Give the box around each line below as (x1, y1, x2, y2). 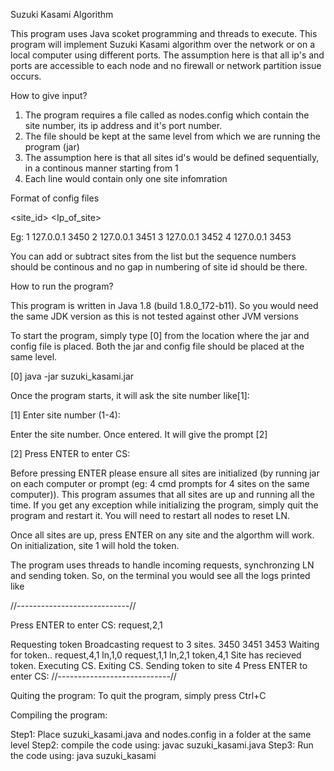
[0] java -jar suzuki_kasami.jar (10, 370, 135, 382)
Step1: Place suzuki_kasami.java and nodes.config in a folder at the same (10, 729, 312, 740)
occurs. (10, 70, 42, 82)
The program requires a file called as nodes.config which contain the (24, 109, 310, 121)
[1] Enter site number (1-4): (10, 409, 121, 421)
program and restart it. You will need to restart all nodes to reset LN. (10, 510, 291, 521)
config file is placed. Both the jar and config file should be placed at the (10, 340, 305, 352)
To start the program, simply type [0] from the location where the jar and (10, 330, 310, 341)
